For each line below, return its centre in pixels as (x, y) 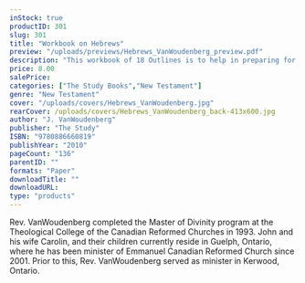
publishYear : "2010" (49, 145)
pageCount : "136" (42, 153)
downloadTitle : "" (44, 179)
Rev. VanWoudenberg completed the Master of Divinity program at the (142, 222)
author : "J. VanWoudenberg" (63, 120)
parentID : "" (34, 162)
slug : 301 (28, 35)
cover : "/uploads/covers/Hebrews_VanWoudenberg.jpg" (112, 103)
